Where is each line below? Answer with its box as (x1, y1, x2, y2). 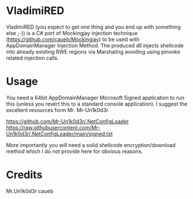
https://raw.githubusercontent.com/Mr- (6, 124, 101, 131)
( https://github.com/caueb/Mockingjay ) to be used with (6, 36, 140, 43)
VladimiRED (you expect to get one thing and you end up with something (6, 23, 181, 30)
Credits (6, 168, 43, 181)
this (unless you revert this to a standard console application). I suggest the (6, 100, 188, 107)
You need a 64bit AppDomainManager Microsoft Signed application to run (6, 94, 185, 101)
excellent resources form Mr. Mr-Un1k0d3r (6, 106, 109, 113)
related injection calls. (6, 54, 59, 61)
